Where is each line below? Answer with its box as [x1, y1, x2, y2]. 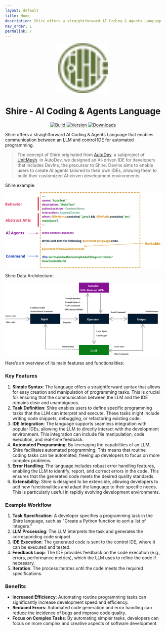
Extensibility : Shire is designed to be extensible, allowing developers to [12, 478, 159, 484]
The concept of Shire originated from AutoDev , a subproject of [17, 152, 145, 158]
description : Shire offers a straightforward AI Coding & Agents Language [5, 18, 163, 23]
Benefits [5, 582, 26, 589]
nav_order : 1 [5, 24, 32, 29]
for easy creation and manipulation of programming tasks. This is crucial [12, 389, 160, 395]
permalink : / [5, 29, 32, 34]
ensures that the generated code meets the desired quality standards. [12, 473, 155, 479]
